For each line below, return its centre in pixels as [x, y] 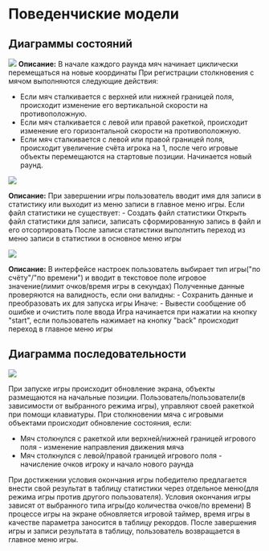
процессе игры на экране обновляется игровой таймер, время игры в [129, 514]
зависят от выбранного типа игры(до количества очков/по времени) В [130, 505]
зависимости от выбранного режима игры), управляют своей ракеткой [131, 405]
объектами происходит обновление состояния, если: [100, 422]
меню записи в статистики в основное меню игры [95, 238]
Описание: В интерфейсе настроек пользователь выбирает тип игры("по [134, 269]
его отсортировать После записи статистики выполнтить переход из [127, 230]
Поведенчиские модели [94, 14]
